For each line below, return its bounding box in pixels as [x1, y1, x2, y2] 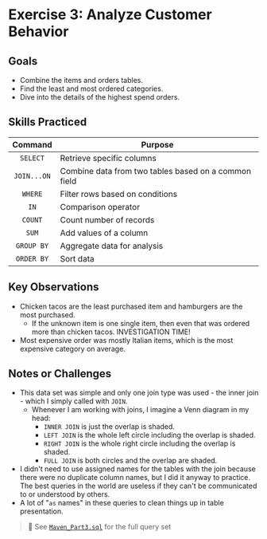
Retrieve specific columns [60, 152, 157, 163]
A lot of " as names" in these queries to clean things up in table [19, 498, 224, 508]
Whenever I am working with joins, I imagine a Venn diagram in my [31, 405, 250, 415]
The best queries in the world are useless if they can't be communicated [19, 481, 257, 491]
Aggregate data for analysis [60, 240, 164, 251]
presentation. [19, 506, 64, 516]
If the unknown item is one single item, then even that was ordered [31, 318, 250, 328]
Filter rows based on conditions [60, 188, 177, 199]
